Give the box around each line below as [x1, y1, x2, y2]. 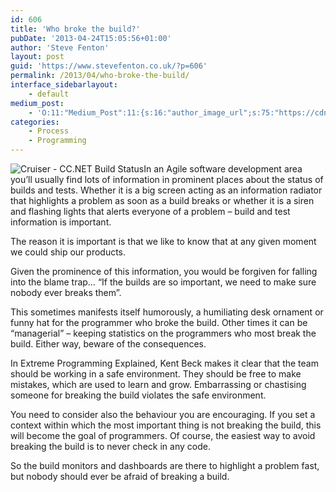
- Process [28, 126, 70, 136]
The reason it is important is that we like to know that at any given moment [10, 236, 317, 247]
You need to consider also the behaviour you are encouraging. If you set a [10, 409, 316, 420]
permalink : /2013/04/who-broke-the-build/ [10, 71, 190, 81]
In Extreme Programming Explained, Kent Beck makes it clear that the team [10, 357, 319, 369]
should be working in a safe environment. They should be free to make [10, 368, 302, 380]
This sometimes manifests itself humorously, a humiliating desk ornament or [10, 306, 324, 318]
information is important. [10, 216, 112, 228]
